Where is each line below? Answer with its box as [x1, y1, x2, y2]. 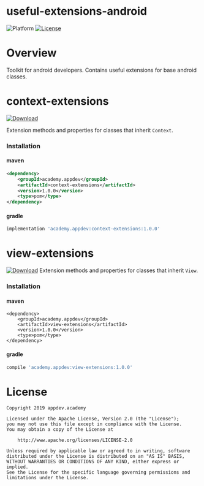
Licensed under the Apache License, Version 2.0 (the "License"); [6, 416, 179, 422]
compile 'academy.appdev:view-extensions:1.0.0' [6, 364, 133, 370]
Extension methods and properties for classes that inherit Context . [6, 126, 173, 134]
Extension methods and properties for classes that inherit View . [39, 267, 198, 274]
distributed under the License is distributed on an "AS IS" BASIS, [6, 454, 185, 460]
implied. [6, 464, 29, 470]
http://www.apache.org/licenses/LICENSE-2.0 [17, 437, 133, 444]
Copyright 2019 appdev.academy [6, 405, 86, 411]
